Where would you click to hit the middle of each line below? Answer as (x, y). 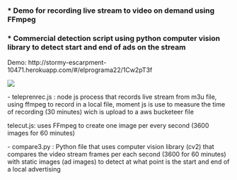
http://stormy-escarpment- (67, 63)
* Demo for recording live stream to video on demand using (111, 11)
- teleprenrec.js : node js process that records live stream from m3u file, (112, 97)
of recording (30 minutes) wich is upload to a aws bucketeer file (101, 112)
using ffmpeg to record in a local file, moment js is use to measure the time (116, 104)
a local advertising (34, 169)
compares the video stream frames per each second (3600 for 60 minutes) (117, 155)
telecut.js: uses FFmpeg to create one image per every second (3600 (108, 126)
